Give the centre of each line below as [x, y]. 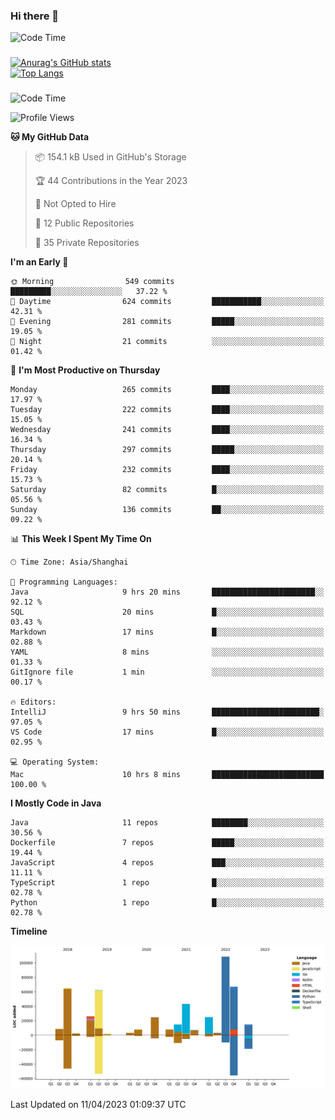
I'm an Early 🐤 [39, 262]
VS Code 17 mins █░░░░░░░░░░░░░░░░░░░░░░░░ [167, 732]
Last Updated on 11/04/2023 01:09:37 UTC [98, 1104]
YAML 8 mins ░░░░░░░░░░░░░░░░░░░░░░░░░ [167, 652]
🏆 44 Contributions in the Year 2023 [111, 181]
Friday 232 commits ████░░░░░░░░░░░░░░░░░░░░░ [167, 470]
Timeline [29, 931]
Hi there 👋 [35, 16]
